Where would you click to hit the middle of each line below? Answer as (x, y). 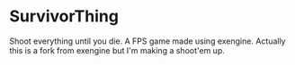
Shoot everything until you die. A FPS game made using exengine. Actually (147, 41)
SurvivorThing (64, 16)
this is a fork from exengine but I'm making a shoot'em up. (117, 50)
